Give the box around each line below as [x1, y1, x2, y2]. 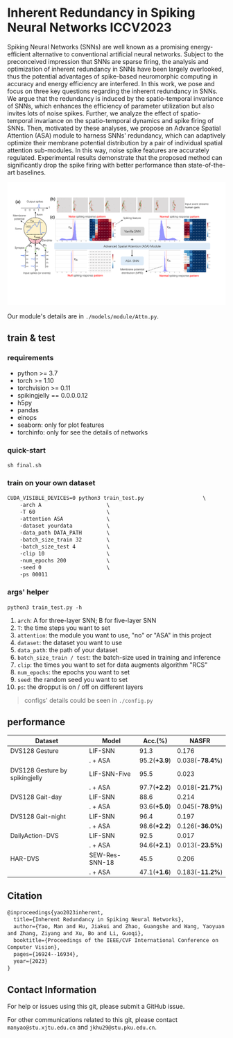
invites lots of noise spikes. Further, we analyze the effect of [7, 109, 179, 117]
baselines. [16, 168, 46, 177]
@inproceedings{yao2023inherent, [7, 909, 104, 916]
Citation [7, 890, 43, 902]
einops [17, 413, 37, 421]
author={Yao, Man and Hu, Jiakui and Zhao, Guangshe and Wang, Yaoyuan [13, 923, 225, 930]
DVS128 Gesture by [10, 766, 68, 775]
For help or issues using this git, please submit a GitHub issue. [7, 1002, 185, 1010]
